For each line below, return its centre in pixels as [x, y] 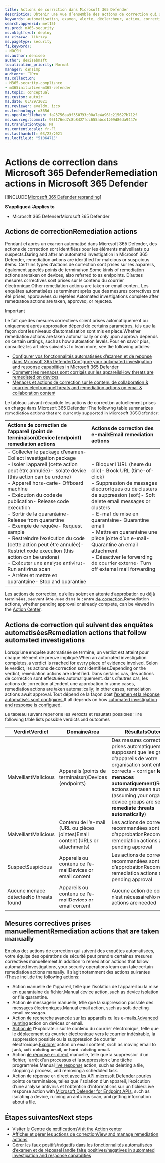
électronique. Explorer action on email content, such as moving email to [84, 1044]
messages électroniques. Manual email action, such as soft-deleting [80, 1008]
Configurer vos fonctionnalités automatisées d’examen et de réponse [82, 356]
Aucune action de [132, 890]
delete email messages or [121, 501]
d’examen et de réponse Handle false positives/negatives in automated [83, 1150]
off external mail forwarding [124, 569]
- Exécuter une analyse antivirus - [47, 563]
